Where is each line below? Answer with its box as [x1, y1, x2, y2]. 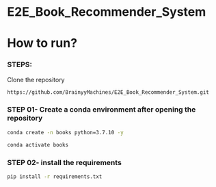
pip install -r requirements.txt [7, 173, 103, 180]
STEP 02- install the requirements [7, 158, 122, 167]
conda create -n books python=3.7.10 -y [7, 129, 124, 136]
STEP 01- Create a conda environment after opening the [7, 105, 196, 114]
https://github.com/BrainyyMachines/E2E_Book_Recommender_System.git [7, 88, 210, 96]
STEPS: [7, 60, 33, 69]
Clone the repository [7, 75, 65, 84]
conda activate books [7, 141, 69, 148]
